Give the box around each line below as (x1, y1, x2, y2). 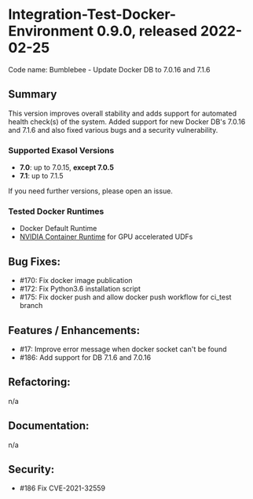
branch (19, 301, 43, 310)
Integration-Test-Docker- (8, 6, 177, 24)
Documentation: (8, 419, 90, 433)
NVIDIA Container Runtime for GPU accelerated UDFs (19, 232, 193, 241)
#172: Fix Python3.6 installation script (19, 284, 141, 294)
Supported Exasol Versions (8, 145, 115, 156)
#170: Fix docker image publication (19, 276, 133, 285)
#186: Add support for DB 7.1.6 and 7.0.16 (19, 352, 152, 362)
